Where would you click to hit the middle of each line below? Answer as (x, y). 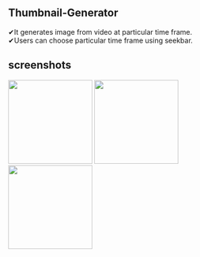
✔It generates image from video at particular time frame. (100, 32)
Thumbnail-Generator (63, 13)
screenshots (40, 65)
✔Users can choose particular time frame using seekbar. (101, 40)
